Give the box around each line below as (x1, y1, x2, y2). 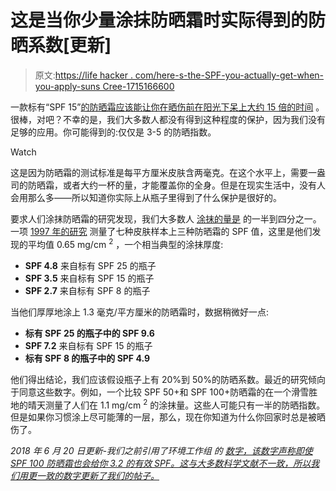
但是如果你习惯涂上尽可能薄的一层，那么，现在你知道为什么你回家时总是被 (10, 411, 317, 423)
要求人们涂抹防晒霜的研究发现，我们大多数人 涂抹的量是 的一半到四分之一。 (10, 212, 322, 225)
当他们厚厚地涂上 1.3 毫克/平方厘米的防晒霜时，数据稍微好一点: (10, 306, 269, 318)
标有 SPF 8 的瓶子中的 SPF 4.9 (24, 352, 150, 364)
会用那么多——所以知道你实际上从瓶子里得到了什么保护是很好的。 (10, 191, 282, 203)
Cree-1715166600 (102, 80, 175, 92)
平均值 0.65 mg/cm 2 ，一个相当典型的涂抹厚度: (27, 236, 224, 250)
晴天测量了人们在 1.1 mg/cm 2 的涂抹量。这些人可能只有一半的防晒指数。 (27, 397, 326, 411)
